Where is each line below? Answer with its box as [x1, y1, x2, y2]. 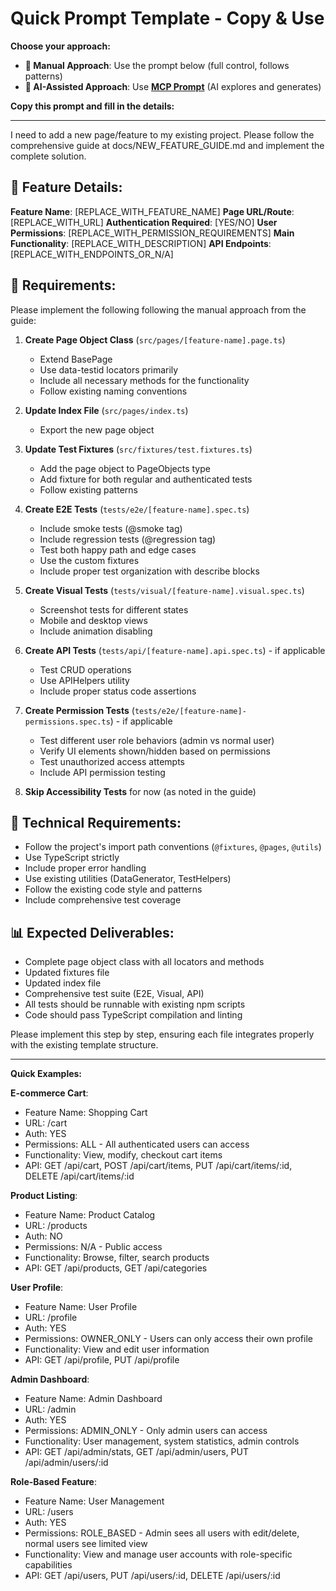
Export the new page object [39, 423, 155, 436]
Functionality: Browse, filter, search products [24, 1252, 210, 1264]
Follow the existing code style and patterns [24, 883, 203, 896]
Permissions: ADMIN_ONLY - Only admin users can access [24, 1425, 268, 1437]
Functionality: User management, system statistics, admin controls [24, 1435, 300, 1447]
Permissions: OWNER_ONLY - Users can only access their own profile [24, 1333, 313, 1345]
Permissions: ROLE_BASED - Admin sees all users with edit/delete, [24, 1527, 300, 1539]
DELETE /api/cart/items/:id [24, 1170, 135, 1182]
